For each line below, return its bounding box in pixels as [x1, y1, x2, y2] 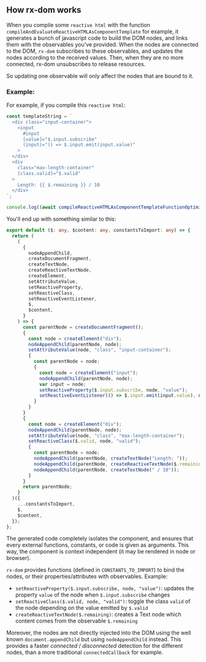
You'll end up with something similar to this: [6, 215, 116, 223]
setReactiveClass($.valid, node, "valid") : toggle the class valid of [15, 598, 191, 605]
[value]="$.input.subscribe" [22, 136, 97, 142]
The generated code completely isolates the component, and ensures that [6, 535, 194, 542]
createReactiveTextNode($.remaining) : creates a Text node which [15, 610, 182, 618]
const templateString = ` [6, 114, 72, 120]
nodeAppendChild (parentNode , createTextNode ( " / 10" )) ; [33, 466, 180, 473]
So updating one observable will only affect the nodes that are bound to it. [6, 72, 194, 79]
